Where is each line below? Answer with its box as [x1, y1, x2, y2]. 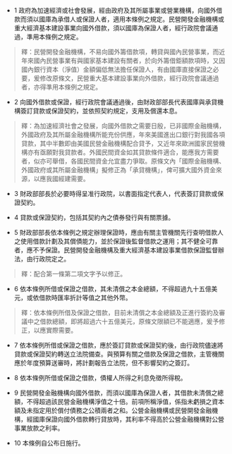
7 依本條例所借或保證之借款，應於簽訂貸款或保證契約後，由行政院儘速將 [13, 341, 224, 349]
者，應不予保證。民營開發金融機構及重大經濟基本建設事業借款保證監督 [13, 246, 219, 254]
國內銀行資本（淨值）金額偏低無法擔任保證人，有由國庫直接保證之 [20, 66, 213, 73]
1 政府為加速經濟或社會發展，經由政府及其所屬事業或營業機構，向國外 [13, 6, 216, 14]
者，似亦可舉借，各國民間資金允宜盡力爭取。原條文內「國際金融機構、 [20, 157, 226, 165]
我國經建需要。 [45, 175, 90, 183]
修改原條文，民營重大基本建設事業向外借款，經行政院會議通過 [39, 74, 219, 82]
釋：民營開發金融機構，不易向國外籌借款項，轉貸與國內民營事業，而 [20, 48, 219, 56]
